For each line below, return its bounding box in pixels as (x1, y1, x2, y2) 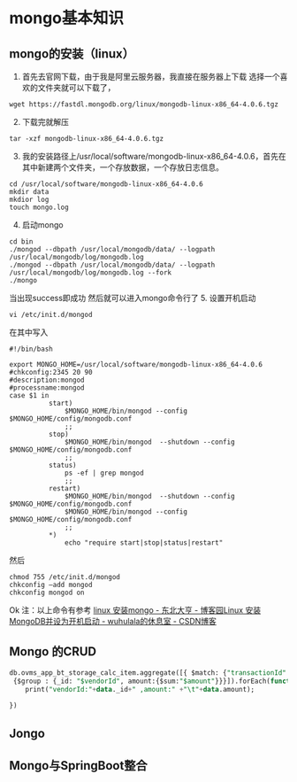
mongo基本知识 (9, 8, 125, 28)
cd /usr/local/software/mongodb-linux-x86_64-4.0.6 (9, 180, 203, 189)
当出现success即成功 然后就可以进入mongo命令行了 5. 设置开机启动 (9, 293, 256, 303)
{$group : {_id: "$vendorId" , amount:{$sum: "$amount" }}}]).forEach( (12, 677, 271, 685)
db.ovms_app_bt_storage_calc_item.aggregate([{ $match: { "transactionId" (9, 668, 287, 677)
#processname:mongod (9, 383, 86, 392)
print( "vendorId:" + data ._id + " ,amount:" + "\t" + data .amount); (25, 685, 255, 693)
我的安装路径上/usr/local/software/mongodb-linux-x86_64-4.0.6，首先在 (21, 151, 287, 161)
